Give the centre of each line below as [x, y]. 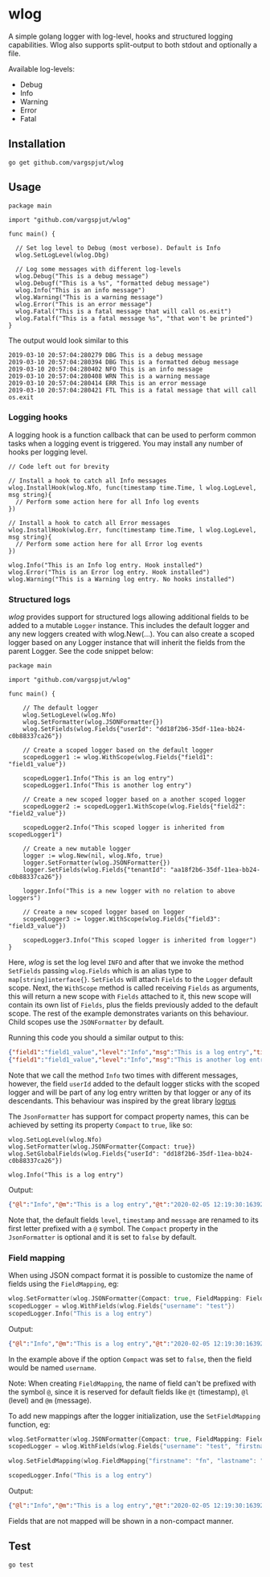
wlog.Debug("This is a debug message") [82, 276]
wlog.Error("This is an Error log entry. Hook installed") [109, 572]
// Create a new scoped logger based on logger [104, 912]
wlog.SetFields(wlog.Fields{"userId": [88, 729]
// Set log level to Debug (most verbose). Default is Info [118, 248]
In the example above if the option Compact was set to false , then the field [130, 1359]
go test [21, 1565]
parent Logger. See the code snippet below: [81, 651]
